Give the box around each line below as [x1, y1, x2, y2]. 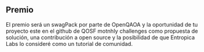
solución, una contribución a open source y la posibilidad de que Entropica [6, 33, 195, 41]
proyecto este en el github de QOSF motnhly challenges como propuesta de [6, 27, 198, 34]
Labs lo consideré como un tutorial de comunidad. [6, 40, 133, 47]
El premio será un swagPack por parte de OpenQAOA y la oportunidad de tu [6, 21, 198, 28]
